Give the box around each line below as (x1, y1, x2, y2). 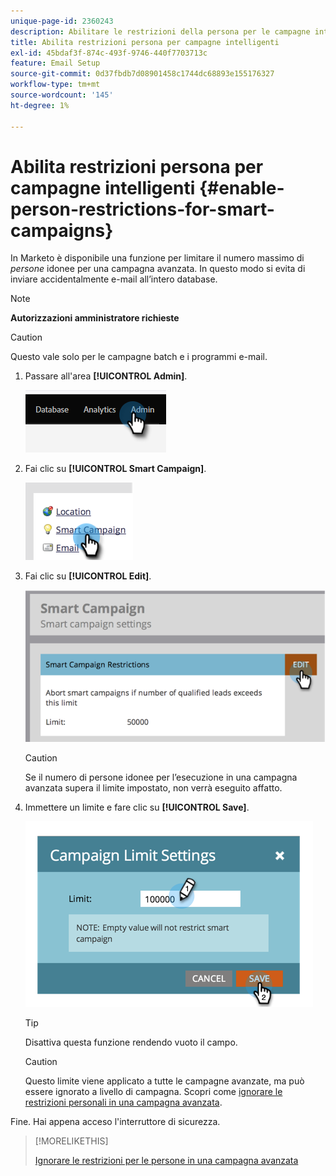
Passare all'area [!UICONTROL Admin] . (24, 370, 188, 382)
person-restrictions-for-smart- (10, 198, 275, 220)
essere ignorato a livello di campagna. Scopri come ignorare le (24, 1086, 283, 1098)
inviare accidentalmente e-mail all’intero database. (10, 273, 218, 285)
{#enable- (198, 176, 285, 199)
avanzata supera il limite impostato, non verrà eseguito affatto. (24, 782, 283, 794)
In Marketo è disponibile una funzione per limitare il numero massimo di (10, 252, 305, 264)
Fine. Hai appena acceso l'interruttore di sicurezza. (10, 1116, 221, 1128)
